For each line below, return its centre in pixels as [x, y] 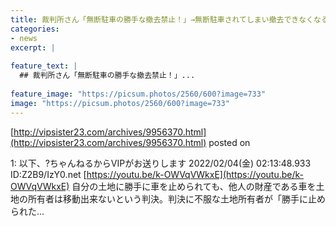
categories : [35, 29]
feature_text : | [44, 66]
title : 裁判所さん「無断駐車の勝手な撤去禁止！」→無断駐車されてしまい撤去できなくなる [169, 19]
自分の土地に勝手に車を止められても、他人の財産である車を [194, 186]
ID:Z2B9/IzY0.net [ [48, 174]
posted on [229, 142]
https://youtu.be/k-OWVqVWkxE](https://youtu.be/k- [195, 174]
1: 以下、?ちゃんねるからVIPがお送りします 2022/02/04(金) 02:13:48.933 [161, 163]
